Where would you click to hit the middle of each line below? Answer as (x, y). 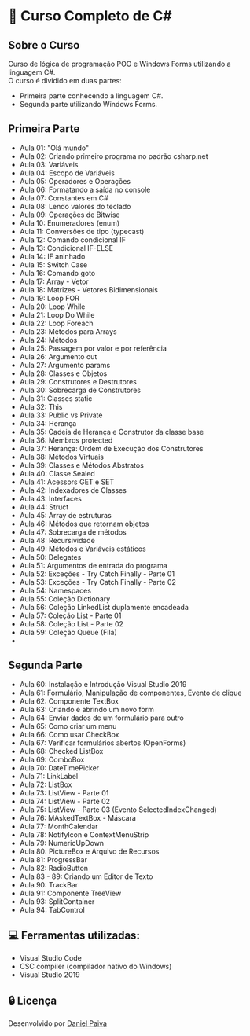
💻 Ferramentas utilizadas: (74, 936)
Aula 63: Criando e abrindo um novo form (87, 709)
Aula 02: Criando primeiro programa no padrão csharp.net (114, 156)
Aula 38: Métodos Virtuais (62, 457)
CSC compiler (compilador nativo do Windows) (96, 967)
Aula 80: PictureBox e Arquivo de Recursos (89, 851)
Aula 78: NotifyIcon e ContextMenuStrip (84, 834)
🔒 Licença (33, 1000)
